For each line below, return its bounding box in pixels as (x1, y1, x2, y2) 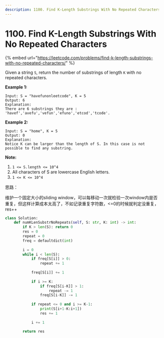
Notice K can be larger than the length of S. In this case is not (5, 141, 145, 147)
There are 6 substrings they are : (5, 106, 78, 111)
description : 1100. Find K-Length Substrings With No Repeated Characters (5, 7, 161, 12)
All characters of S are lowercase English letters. (12, 169, 110, 175)
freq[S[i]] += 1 (31, 270, 64, 275)
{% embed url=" (5, 55, 38, 61)
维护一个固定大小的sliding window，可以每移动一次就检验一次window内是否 (5, 194, 158, 200)
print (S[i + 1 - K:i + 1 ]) (40, 306, 82, 312)
